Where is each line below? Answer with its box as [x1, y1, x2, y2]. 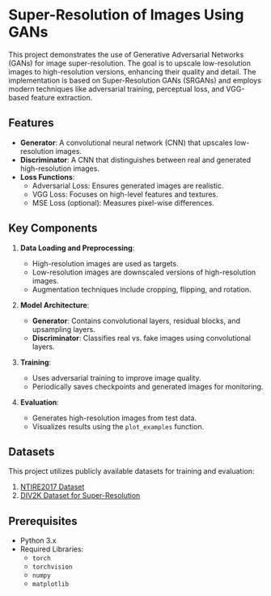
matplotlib [32, 581, 70, 589]
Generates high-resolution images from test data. [32, 413, 197, 423]
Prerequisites [8, 514, 78, 528]
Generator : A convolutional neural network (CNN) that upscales [19, 138, 233, 147]
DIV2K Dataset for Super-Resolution [19, 491, 141, 500]
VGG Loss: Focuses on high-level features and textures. [32, 189, 218, 199]
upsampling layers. [32, 324, 95, 334]
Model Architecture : [19, 300, 90, 309]
